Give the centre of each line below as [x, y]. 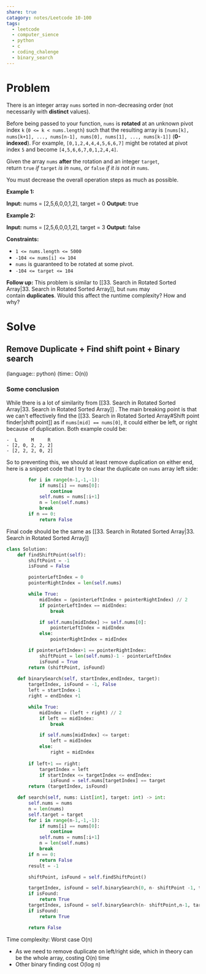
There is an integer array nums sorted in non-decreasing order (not [90, 105]
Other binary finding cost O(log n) [58, 964]
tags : [13, 23]
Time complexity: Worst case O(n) [50, 939]
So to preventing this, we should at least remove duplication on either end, [100, 462]
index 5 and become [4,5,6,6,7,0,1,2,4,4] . [62, 149]
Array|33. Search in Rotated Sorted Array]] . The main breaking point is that [102, 409]
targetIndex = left [64, 769]
